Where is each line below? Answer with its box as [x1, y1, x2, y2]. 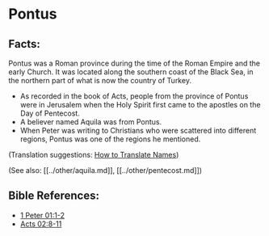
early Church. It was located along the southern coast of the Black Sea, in [8, 67, 254, 77]
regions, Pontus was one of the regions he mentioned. [19, 134, 201, 144]
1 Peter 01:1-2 [19, 210, 65, 220]
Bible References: [8, 189, 99, 203]
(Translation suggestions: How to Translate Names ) [8, 150, 179, 159]
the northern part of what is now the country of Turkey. [8, 76, 192, 85]
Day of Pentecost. [19, 108, 81, 118]
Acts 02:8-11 [19, 219, 62, 229]
